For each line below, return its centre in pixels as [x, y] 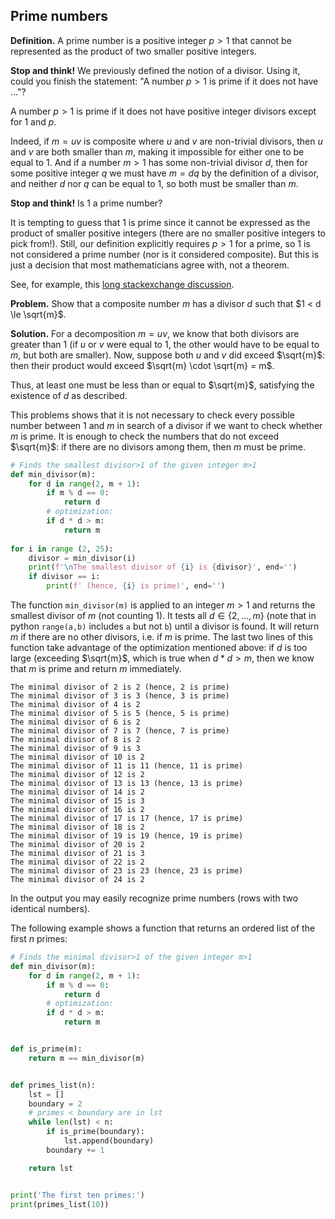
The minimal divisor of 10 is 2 [77, 757]
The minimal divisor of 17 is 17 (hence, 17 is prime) [127, 819]
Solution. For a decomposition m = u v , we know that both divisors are [155, 333]
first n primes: [39, 939]
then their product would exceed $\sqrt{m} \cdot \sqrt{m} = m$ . [142, 365]
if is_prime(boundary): [95, 1132]
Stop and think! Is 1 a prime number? [86, 203]
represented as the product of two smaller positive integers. [134, 51]
